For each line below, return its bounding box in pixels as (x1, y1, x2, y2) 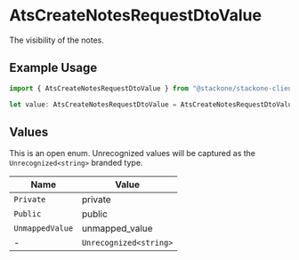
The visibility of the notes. (9, 35, 105, 45)
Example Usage (9, 60, 98, 75)
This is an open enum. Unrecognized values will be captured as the (9, 148, 256, 159)
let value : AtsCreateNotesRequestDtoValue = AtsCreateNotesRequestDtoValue (9, 99, 296, 109)
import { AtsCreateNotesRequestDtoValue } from (9, 83, 190, 93)
